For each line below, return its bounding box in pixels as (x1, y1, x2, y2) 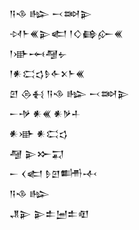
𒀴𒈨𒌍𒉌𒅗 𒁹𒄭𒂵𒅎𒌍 (9, 28, 124, 39)
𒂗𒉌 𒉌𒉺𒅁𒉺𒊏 (9, 208, 90, 219)
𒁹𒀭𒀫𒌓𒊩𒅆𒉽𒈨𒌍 (9, 68, 86, 79)
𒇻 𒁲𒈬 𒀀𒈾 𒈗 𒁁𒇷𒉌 (9, 88, 130, 99)
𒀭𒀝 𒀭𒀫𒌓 (9, 128, 69, 139)
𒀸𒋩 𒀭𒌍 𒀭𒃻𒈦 (9, 108, 81, 119)
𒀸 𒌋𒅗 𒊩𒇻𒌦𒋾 (9, 168, 98, 179)
